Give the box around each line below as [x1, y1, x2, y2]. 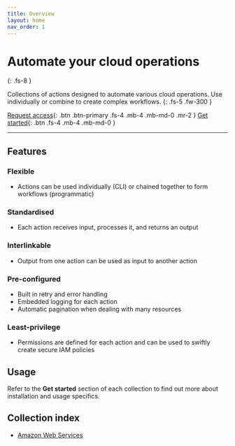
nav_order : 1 [7, 23, 45, 30]
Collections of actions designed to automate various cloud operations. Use [7, 90, 222, 99]
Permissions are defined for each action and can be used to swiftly [17, 338, 211, 347]
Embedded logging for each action [17, 297, 117, 305]
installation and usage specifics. [7, 392, 100, 400]
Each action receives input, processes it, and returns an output [17, 223, 199, 232]
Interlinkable [7, 241, 51, 251]
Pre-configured [7, 274, 62, 284]
